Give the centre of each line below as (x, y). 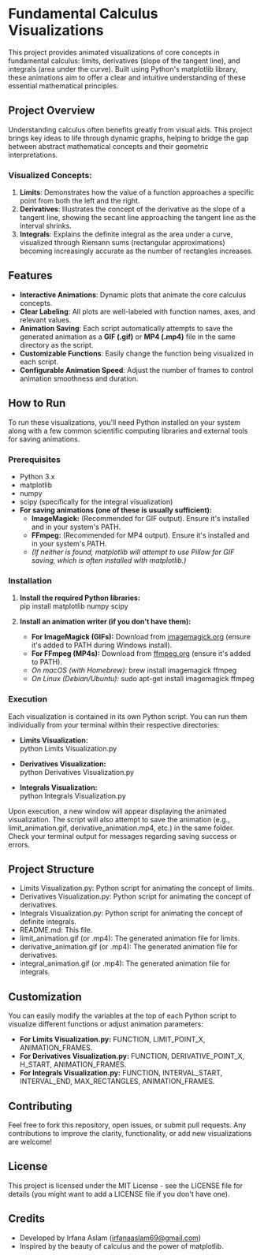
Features (30, 276)
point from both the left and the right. (80, 201)
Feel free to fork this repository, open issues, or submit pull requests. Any (127, 1125)
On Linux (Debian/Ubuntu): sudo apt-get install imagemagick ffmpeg (143, 679)
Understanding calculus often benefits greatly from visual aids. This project (130, 129)
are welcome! (30, 1142)
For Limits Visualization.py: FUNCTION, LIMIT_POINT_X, (112, 1039)
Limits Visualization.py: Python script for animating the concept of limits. (137, 888)
